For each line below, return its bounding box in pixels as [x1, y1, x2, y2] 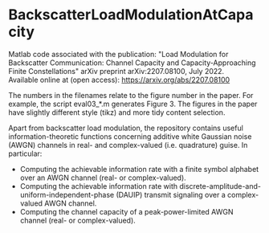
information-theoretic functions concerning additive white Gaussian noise [8, 131, 252, 141]
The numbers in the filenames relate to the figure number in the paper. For [8, 90, 254, 100]
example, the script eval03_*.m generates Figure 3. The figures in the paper [8, 99, 258, 108]
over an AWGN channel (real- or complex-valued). [19, 173, 186, 182]
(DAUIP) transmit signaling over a [116, 190, 226, 199]
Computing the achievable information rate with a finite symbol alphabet [19, 164, 259, 174]
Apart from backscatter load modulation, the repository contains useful [8, 123, 243, 133]
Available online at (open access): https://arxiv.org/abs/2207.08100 [8, 75, 230, 84]
